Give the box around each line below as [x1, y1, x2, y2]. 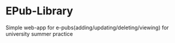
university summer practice [5, 30, 73, 37]
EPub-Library [5, 4, 73, 18]
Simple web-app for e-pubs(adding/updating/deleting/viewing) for [5, 24, 169, 31]
